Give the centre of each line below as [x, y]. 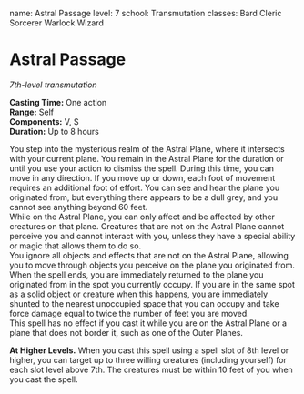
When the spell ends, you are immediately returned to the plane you [137, 274]
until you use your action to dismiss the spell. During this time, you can [142, 168]
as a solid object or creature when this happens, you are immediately [139, 294]
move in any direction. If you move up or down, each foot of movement [142, 177]
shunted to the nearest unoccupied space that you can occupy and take [144, 303]
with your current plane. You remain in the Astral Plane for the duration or [147, 158]
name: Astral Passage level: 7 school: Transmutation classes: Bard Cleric [146, 13]
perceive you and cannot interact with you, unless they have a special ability [152, 236]
